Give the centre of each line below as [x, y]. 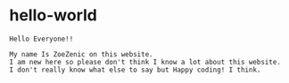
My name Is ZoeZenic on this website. [81, 54]
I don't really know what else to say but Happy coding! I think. [135, 70]
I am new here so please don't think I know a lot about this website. [145, 62]
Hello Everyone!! [41, 39]
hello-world [54, 15]
